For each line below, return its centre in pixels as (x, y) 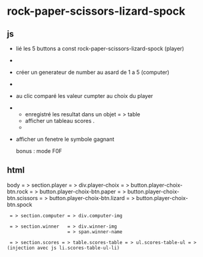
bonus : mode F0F (39, 151)
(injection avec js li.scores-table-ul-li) (63, 248)
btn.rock (17, 192)
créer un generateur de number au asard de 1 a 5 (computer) (93, 72)
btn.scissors (23, 198)
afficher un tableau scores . (59, 121)
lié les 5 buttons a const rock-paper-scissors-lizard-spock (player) (100, 48)
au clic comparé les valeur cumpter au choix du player (84, 96)
